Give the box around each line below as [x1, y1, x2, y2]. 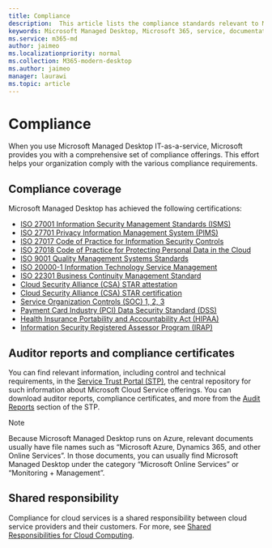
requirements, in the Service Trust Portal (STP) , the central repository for [8, 376, 252, 386]
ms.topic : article [8, 79, 70, 88]
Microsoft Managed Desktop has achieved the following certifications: [8, 203, 243, 213]
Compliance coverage [8, 182, 122, 195]
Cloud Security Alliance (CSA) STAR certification [19, 289, 182, 298]
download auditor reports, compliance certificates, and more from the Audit [8, 394, 261, 404]
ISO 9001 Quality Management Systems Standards [19, 254, 189, 263]
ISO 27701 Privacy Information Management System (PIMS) [19, 228, 219, 238]
